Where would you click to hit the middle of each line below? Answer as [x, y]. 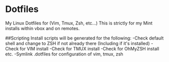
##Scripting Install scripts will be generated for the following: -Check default [84, 38]
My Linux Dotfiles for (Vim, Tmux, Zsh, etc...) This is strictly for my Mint [79, 23]
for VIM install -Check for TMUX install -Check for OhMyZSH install [90, 48]
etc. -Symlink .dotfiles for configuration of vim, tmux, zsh [64, 54]
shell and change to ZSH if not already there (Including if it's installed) [77, 43]
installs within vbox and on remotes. [43, 28]
